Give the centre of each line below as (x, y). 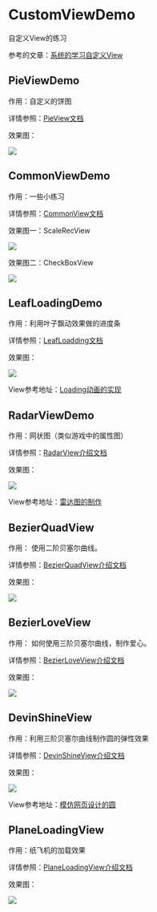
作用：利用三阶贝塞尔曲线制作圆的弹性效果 (78, 738)
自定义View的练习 (38, 38)
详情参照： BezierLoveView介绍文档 (66, 660)
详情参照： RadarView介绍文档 (58, 453)
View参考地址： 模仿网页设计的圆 (62, 805)
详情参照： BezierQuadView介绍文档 (67, 565)
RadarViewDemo (51, 415)
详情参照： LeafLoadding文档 (56, 340)
